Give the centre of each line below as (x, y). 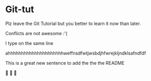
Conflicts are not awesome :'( (36, 33)
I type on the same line (29, 43)
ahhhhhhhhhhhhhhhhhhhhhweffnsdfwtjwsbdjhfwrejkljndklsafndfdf (76, 53)
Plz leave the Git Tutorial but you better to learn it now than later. (73, 23)
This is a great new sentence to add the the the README (65, 63)
